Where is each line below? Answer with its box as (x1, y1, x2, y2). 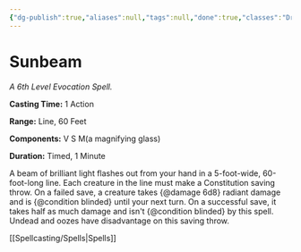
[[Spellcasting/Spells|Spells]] (9, 232, 116, 243)
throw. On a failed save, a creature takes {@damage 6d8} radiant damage (9, 187, 281, 197)
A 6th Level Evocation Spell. (9, 81, 113, 92)
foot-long (9, 177, 44, 188)
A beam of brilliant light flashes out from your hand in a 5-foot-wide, (9, 167, 262, 179)
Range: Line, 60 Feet (9, 115, 87, 126)
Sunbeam (9, 51, 82, 71)
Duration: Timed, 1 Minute (9, 150, 106, 161)
